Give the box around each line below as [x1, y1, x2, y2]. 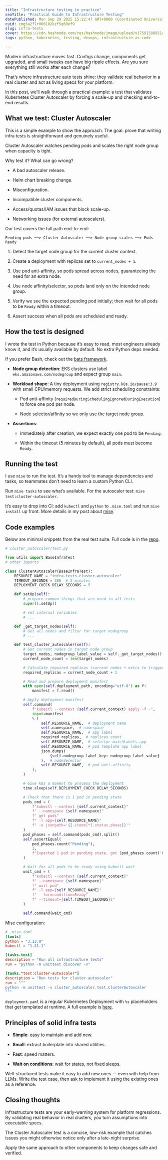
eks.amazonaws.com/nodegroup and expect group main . [12, 371, 122, 377]
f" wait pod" [31, 883, 59, 888]
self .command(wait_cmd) [23, 911, 72, 916]
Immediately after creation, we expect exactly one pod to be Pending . [19, 430, 162, 436]
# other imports [5, 560, 39, 565]
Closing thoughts [5, 1096, 60, 1104]
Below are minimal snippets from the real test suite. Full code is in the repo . [5, 536, 160, 542]
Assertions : [12, 420, 37, 426]
